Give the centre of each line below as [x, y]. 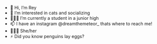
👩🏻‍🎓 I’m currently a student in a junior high [55, 18]
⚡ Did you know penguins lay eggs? [47, 36]
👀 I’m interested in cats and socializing [50, 13]
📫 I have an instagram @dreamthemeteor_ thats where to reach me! [81, 24]
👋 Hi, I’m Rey [23, 8]
